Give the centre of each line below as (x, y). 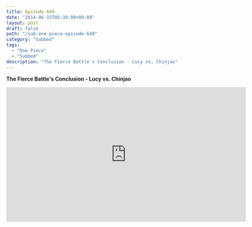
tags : (13, 45)
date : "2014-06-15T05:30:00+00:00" (51, 17)
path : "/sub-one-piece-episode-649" (52, 34)
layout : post (22, 23)
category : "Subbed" (31, 39)
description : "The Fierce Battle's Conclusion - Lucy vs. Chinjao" (92, 62)
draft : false (22, 28)
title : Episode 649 (31, 12)
